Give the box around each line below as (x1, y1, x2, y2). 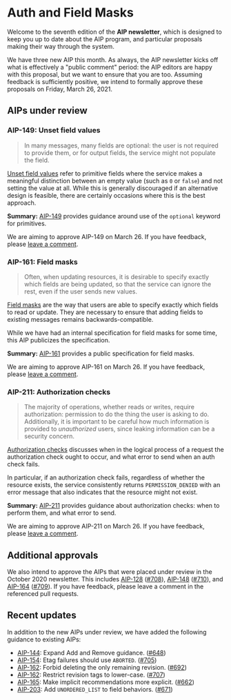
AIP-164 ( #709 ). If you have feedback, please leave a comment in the (7, 582, 204, 590)
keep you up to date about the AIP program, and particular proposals (7, 34, 203, 43)
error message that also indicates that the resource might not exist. (7, 488, 198, 497)
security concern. (23, 432, 74, 440)
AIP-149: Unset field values (7, 125, 101, 135)
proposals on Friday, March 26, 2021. (7, 85, 112, 93)
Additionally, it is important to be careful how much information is (23, 418, 210, 426)
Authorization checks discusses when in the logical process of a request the (7, 446, 224, 454)
